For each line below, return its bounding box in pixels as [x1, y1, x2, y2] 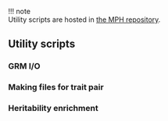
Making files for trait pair [8, 82, 104, 93]
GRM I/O [8, 61, 41, 72]
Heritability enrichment [8, 103, 99, 114]
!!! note [8, 7, 31, 16]
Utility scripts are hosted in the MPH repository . [8, 15, 161, 24]
